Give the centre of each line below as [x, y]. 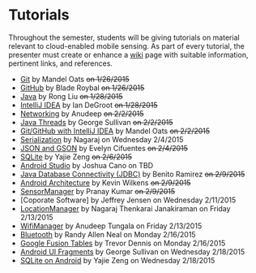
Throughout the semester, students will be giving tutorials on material [124, 37]
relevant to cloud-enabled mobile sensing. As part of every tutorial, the [127, 45]
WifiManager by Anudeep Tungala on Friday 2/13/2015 [111, 226]
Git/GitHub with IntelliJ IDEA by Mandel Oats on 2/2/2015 [115, 131]
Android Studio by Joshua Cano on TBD [87, 165]
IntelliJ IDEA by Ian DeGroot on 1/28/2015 [89, 105]
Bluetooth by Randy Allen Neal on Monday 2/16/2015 [108, 234]
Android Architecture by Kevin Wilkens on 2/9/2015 [105, 182]
